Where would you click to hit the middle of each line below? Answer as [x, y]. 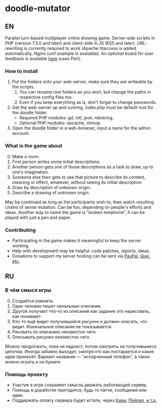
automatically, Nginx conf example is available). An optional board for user [79, 53]
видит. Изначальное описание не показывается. [62, 326]
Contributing [20, 230]
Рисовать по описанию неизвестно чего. [54, 332]
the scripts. [23, 87]
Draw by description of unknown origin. [51, 187]
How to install [21, 71]
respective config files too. [46, 97]
